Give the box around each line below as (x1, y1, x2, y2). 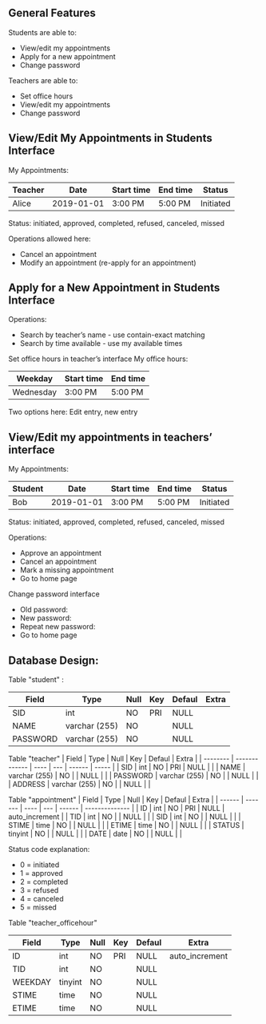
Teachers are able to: (8, 75, 78, 85)
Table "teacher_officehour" (8, 918, 97, 928)
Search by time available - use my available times (19, 339, 183, 348)
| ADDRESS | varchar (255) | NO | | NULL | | (8, 780, 151, 789)
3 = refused (19, 885, 59, 895)
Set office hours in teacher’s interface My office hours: (8, 354, 189, 363)
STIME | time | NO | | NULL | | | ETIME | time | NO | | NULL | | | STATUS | (8, 821, 245, 830)
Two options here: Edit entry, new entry (8, 408, 138, 417)
